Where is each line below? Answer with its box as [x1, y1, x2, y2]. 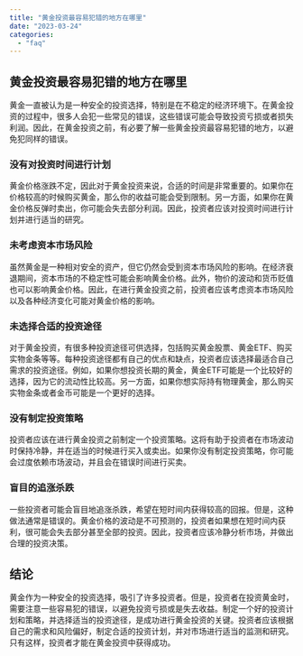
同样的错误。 [24, 134, 73, 144]
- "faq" [17, 38, 47, 48]
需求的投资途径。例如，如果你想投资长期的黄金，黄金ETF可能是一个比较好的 [9, 365, 293, 375]
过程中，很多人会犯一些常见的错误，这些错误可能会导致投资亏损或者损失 [24, 111, 294, 122]
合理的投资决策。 [9, 538, 73, 549]
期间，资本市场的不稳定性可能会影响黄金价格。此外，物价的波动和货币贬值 [16, 273, 294, 283]
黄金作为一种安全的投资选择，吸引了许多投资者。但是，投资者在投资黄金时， [9, 592, 294, 603]
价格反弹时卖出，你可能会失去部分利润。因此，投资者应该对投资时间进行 [16, 203, 286, 214]
